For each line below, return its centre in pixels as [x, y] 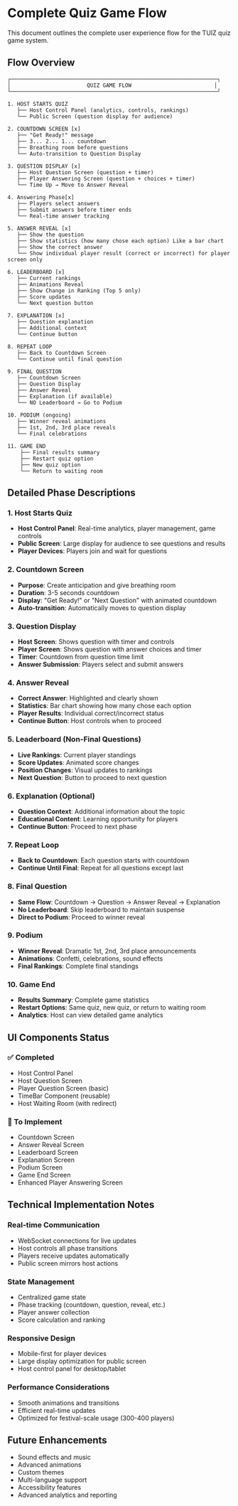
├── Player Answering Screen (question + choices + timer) [106, 178]
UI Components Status [59, 1037]
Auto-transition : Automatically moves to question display [102, 608]
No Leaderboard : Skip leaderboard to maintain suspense [101, 909]
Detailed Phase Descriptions [72, 493]
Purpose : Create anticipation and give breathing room [97, 585]
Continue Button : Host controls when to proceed [90, 721]
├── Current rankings [49, 278]
